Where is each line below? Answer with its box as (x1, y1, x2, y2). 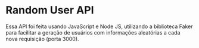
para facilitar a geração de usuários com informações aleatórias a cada (5, 29, 181, 36)
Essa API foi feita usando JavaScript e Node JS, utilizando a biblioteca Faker (5, 23, 193, 30)
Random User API (5, 4, 94, 17)
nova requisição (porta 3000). (5, 35, 79, 42)
